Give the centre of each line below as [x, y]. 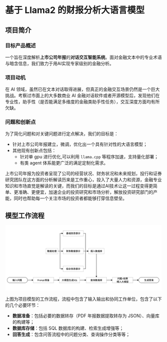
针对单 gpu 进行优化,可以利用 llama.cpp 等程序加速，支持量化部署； [89, 157]
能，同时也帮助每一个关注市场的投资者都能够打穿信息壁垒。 [66, 198]
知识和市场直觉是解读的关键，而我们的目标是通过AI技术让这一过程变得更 [79, 186]
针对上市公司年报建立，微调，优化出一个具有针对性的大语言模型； [80, 144]
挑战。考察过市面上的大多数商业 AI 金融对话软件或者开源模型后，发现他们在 [83, 95]
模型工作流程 [25, 215]
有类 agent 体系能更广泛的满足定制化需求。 [64, 163]
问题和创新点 [21, 122]
